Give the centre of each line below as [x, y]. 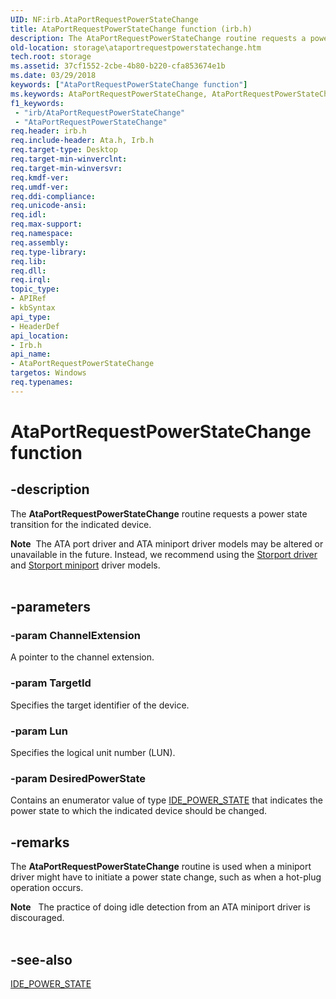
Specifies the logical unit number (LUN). [93, 753]
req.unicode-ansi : [48, 206]
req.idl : [28, 215]
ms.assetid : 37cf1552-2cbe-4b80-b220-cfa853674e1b [118, 66]
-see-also [41, 959]
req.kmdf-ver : [40, 177]
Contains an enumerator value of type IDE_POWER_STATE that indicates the [166, 800]
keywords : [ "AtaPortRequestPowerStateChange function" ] [129, 85]
